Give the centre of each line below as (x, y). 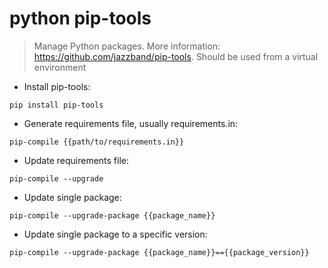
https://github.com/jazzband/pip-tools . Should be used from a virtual (176, 56)
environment (60, 67)
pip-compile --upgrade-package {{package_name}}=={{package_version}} (159, 252)
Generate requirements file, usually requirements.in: (131, 123)
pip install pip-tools (56, 105)
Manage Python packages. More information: (127, 46)
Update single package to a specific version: (115, 234)
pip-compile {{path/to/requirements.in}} (97, 142)
